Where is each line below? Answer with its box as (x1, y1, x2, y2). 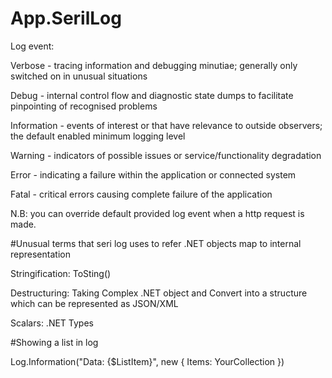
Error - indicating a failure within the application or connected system (10, 168, 297, 181)
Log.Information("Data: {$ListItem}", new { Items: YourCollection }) (10, 355, 285, 367)
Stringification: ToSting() (10, 267, 112, 279)
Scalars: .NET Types (10, 317, 94, 329)
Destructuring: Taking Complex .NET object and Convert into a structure (10, 287, 308, 299)
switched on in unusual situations (10, 70, 148, 82)
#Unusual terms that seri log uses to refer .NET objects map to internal (10, 237, 302, 249)
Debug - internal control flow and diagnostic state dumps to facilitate (10, 89, 294, 101)
